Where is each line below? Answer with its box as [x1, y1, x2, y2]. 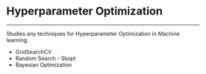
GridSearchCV [15, 48, 52, 55]
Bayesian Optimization [15, 61, 72, 68]
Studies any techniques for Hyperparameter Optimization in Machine [6, 30, 180, 37]
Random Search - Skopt [15, 55, 76, 62]
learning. [6, 36, 29, 44]
